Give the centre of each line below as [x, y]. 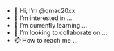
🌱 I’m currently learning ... [50, 25]
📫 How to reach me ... [46, 40]
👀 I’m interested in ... [43, 18]
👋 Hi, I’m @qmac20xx [44, 11]
